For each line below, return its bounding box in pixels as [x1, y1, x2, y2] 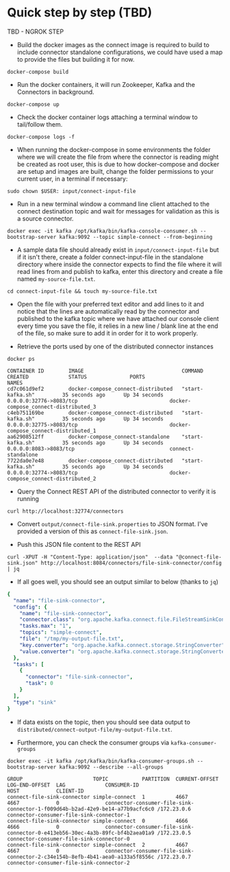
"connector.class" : [19, 616, 75, 624]
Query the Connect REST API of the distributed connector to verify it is [16, 487, 216, 496]
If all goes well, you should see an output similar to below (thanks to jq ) [16, 577, 219, 586]
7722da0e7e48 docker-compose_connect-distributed [7, 457, 173, 464]
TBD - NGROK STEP [7, 27, 64, 36]
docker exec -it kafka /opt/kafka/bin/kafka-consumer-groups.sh [7, 758, 194, 765]
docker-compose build [7, 68, 69, 75]
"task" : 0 [25, 680, 53, 687]
